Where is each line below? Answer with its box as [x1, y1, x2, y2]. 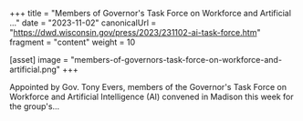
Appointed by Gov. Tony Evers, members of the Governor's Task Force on [9, 82, 287, 92]
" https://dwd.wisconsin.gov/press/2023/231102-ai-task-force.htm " [9, 27, 261, 37]
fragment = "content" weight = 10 [9, 36, 136, 47]
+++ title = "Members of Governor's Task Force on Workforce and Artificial [9, 8, 292, 18]
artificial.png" [9, 64, 61, 75]
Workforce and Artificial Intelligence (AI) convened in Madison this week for [9, 91, 294, 102]
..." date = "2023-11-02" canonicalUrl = [9, 17, 157, 28]
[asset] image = [9, 55, 68, 65]
